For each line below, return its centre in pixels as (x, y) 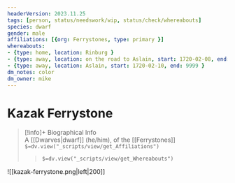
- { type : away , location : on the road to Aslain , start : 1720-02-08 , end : (119, 59)
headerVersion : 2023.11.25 (47, 14)
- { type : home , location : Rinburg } (60, 53)
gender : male (26, 33)
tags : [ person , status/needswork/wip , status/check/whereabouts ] (104, 20)
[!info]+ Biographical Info (60, 133)
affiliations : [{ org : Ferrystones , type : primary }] (86, 40)
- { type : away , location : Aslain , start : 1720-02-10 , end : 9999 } (106, 66)
